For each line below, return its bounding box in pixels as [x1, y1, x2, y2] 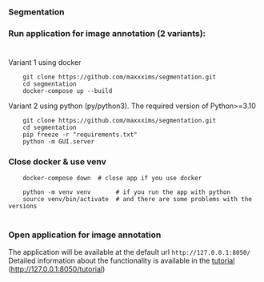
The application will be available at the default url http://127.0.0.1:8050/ [8, 247, 250, 256]
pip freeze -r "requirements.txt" [22, 131, 138, 139]
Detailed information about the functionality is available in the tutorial [8, 256, 235, 265]
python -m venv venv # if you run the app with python [22, 188, 230, 196]
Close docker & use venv [8, 155, 106, 167]
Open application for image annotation [8, 229, 162, 240]
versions [8, 203, 38, 211]
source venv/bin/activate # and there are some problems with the [22, 195, 252, 203]
